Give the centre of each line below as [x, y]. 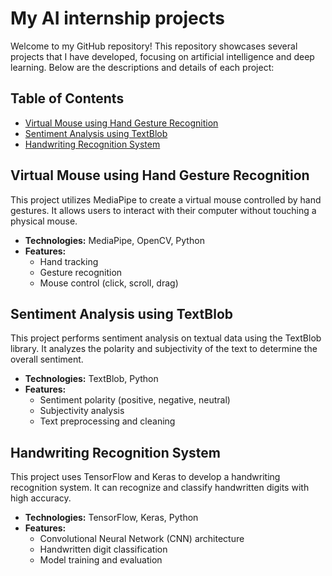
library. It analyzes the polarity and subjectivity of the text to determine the [164, 349]
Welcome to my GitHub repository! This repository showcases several [154, 46]
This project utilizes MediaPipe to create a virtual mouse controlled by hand [166, 199]
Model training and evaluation [101, 560]
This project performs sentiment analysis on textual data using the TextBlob [166, 338]
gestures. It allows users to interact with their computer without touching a [163, 210]
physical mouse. [44, 221]
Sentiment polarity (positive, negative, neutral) [135, 400]
